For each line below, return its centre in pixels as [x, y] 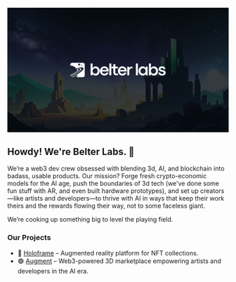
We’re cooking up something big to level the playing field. [90, 220]
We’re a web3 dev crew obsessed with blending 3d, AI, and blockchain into [116, 168]
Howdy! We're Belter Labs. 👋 [71, 152]
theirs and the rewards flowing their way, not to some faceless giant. [106, 206]
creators [212, 191]
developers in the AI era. [53, 271]
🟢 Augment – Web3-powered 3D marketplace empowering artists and [119, 261]
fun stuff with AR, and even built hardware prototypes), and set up [103, 191]
